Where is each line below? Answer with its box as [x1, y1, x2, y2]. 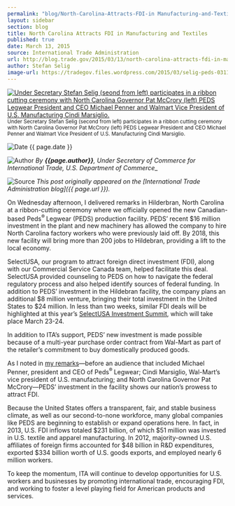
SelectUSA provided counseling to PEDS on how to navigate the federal [7, 273, 213, 281]
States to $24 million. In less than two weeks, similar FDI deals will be [7, 302, 207, 310]
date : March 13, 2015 [7, 43, 71, 50]
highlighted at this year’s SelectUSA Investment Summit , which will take [7, 310, 213, 318]
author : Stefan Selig [7, 62, 71, 69]
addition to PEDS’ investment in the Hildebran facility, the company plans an [7, 287, 226, 296]
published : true [7, 36, 55, 43]
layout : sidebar [7, 17, 55, 24]
